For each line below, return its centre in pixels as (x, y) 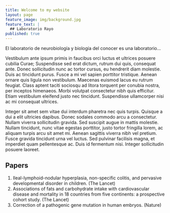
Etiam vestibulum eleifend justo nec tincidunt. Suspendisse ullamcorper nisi (85, 96)
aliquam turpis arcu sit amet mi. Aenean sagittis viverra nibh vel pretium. (81, 133)
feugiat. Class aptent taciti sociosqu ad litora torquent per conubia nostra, (83, 85)
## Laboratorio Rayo (32, 29)
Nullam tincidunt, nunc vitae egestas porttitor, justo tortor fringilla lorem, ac (84, 128)
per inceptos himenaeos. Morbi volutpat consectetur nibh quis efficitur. (80, 91)
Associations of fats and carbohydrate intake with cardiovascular (81, 188)
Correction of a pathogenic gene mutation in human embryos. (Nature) (87, 205)
